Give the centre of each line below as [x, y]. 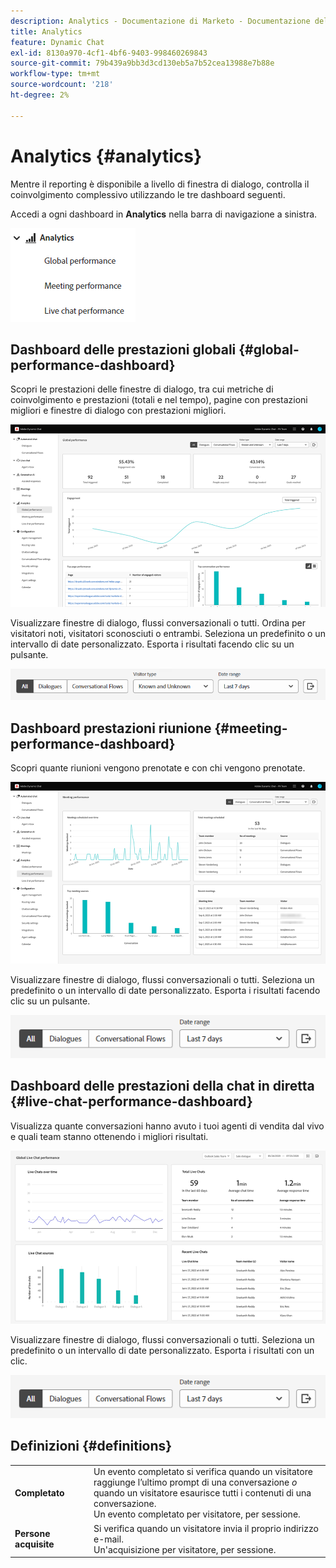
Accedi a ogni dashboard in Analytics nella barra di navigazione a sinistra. [164, 214]
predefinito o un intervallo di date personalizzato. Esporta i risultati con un [162, 1351]
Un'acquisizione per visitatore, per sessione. [185, 1549]
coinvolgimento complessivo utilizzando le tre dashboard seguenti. [148, 194]
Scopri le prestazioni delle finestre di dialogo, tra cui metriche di [142, 389]
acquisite [34, 1544]
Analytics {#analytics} [106, 156]
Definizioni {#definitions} [91, 1446]
